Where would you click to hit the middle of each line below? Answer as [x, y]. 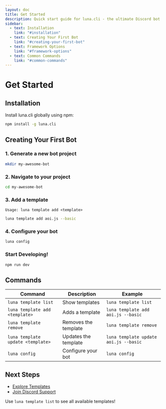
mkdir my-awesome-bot [27, 164]
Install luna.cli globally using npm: [40, 115]
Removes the [78, 322]
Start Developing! [27, 254]
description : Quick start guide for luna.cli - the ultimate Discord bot [83, 19]
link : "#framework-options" [43, 51]
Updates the [77, 337]
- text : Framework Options [37, 47]
